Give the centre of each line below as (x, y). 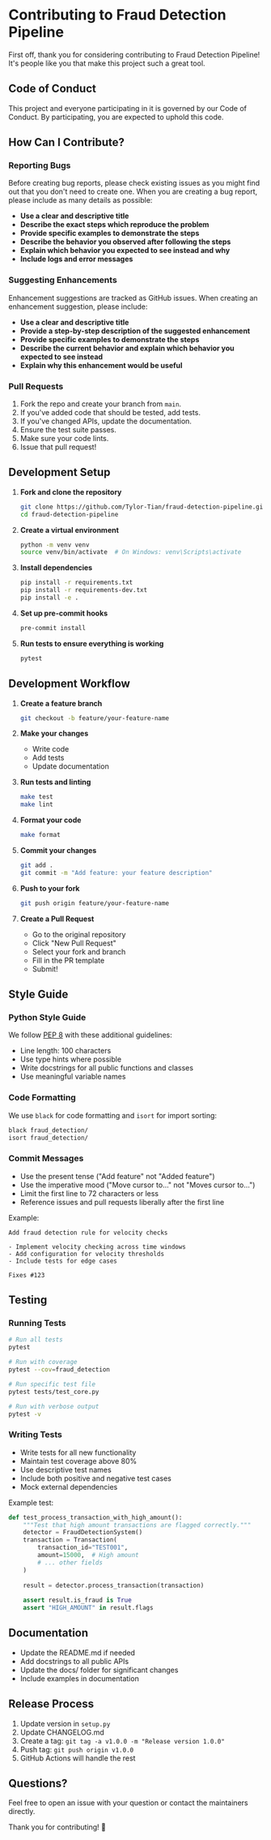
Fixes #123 (27, 1275)
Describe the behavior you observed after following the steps (125, 242)
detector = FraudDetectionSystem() (83, 1533)
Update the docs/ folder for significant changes (99, 1670)
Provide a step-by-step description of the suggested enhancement (135, 331)
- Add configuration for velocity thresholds (86, 1254)
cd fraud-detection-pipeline (69, 514)
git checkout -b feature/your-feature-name (95, 718)
